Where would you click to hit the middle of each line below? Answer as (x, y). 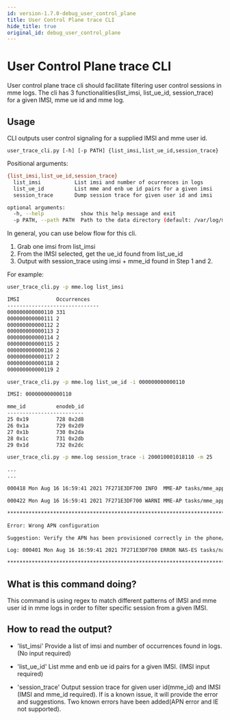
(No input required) (44, 653)
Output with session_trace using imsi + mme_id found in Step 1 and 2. (115, 261)
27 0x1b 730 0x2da (46, 432)
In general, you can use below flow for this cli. (72, 233)
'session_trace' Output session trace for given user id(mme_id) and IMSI (119, 687)
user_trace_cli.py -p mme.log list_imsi (66, 287)
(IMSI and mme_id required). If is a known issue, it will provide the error (117, 694)
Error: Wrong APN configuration (53, 525)
